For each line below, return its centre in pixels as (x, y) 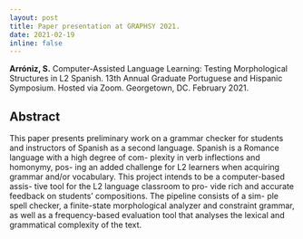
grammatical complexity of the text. (76, 225)
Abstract (35, 116)
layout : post (34, 18)
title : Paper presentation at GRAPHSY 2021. (95, 26)
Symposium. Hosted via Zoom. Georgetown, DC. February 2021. (129, 88)
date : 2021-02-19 (42, 34)
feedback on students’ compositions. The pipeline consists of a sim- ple (144, 196)
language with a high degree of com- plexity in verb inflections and (135, 158)
